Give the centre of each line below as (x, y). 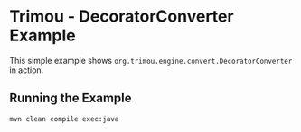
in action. (27, 70)
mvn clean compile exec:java (64, 119)
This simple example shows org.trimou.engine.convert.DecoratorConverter (151, 60)
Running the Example (71, 98)
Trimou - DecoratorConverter (122, 17)
